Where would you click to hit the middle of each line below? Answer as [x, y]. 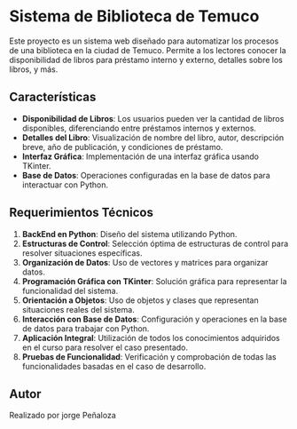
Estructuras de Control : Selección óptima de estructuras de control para [155, 243]
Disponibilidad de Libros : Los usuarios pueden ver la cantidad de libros [153, 118]
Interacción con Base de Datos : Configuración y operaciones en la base [154, 319]
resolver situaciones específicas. [82, 253]
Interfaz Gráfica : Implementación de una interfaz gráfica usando [141, 156]
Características [53, 97]
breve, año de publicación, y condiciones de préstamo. [122, 147]
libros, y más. [34, 69]
